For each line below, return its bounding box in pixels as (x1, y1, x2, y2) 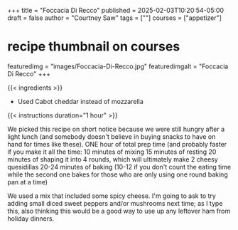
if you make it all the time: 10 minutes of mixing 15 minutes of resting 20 (7, 147, 217, 156)
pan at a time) (7, 177, 48, 186)
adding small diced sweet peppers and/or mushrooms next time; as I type (7, 199, 223, 207)
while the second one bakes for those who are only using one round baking (7, 170, 229, 179)
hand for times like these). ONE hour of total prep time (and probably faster (7, 140, 227, 148)
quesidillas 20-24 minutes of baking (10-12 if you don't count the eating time (7, 162, 232, 171)
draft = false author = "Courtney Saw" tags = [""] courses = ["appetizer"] (7, 14, 222, 22)
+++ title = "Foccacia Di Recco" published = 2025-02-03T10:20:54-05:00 (7, 6, 225, 14)
